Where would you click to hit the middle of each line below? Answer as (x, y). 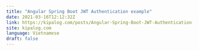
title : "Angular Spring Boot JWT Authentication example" (79, 11)
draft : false (22, 39)
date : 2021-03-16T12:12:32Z (41, 17)
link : (13, 22)
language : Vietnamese (33, 33)
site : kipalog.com (29, 28)
